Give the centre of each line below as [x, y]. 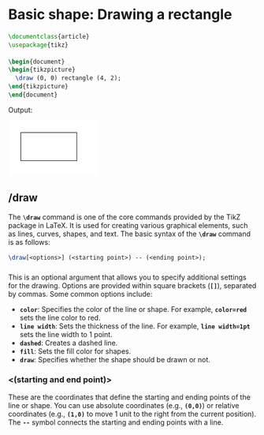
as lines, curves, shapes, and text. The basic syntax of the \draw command [129, 234]
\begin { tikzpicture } [42, 70]
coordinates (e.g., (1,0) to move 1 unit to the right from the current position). [132, 414]
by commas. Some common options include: [80, 294]
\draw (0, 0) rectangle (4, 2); [69, 78]
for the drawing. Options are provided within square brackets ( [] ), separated [132, 285]
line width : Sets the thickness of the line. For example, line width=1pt [135, 326]
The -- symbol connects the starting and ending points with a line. [116, 422]
